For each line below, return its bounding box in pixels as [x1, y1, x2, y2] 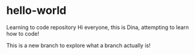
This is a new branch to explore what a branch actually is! [6, 42, 151, 49]
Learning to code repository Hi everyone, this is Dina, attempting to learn [6, 24, 189, 31]
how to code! [6, 30, 40, 37]
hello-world [6, 4, 67, 18]
